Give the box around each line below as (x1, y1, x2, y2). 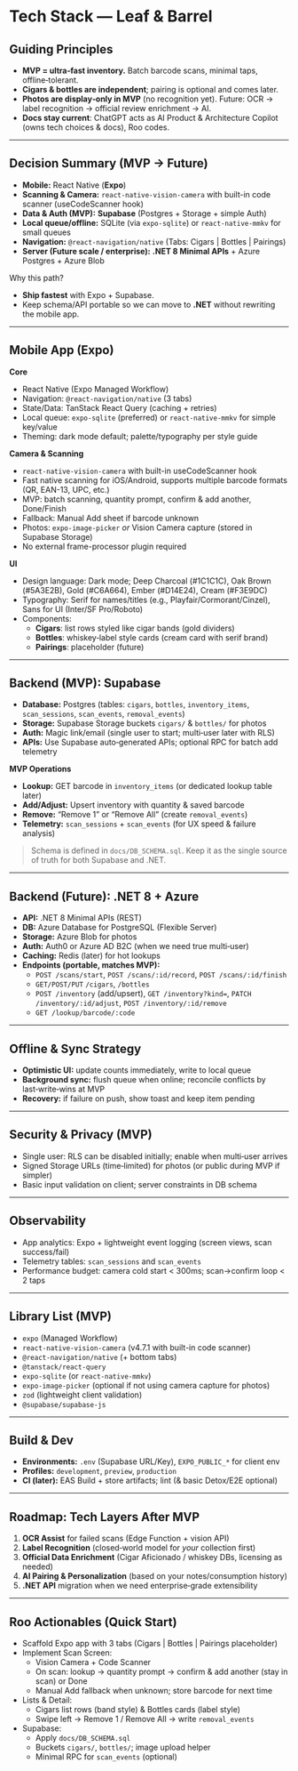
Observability (9, 1213, 87, 1228)
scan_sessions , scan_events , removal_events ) (21, 709, 185, 720)
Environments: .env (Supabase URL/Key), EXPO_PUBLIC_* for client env (21, 1456, 280, 1467)
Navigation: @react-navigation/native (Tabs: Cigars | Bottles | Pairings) (21, 236, 286, 246)
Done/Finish (21, 503, 67, 513)
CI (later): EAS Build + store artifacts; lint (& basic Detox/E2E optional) (21, 1475, 278, 1486)
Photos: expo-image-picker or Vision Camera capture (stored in (21, 522, 253, 533)
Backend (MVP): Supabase (9, 676, 161, 691)
